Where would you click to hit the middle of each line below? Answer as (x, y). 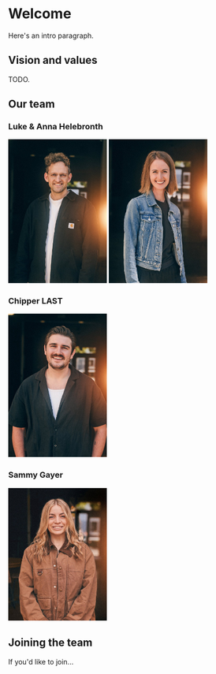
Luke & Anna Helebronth (56, 127)
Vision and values (53, 60)
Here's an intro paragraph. (51, 35)
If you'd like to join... (41, 661)
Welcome (40, 14)
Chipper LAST (35, 300)
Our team (32, 104)
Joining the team (50, 643)
